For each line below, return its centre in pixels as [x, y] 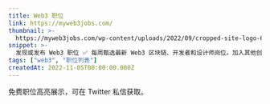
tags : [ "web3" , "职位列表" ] [53, 61]
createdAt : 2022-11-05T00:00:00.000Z [72, 68]
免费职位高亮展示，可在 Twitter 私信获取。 [78, 91]
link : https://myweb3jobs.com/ [61, 23]
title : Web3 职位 [36, 16]
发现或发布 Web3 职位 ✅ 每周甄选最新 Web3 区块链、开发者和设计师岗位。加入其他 [136, 53]
